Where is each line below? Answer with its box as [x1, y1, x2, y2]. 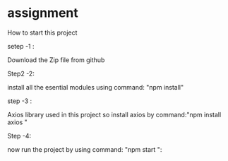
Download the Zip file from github [7, 55, 105, 64]
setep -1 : [7, 42, 35, 50]
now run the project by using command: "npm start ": [7, 145, 162, 153]
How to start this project [7, 28, 78, 37]
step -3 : [7, 97, 32, 105]
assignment [7, 5, 79, 21]
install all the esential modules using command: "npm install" [7, 83, 184, 91]
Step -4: [7, 131, 32, 140]
